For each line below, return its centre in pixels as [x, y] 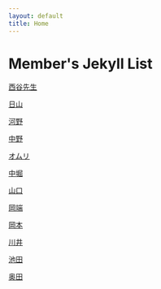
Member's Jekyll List [80, 64]
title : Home [28, 24]
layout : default [36, 16]
